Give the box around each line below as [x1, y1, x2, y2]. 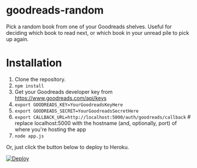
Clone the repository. [14, 75, 66, 83]
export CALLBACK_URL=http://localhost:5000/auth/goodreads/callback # [14, 113, 191, 120]
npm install [14, 83, 44, 89]
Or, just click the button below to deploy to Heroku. [6, 143, 129, 150]
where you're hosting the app [14, 126, 86, 133]
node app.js [14, 133, 44, 139]
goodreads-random [6, 4, 104, 17]
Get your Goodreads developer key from [14, 88, 113, 95]
